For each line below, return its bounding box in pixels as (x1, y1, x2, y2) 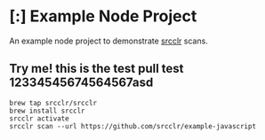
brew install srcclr (9, 106, 86, 115)
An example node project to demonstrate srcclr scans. (9, 35, 209, 46)
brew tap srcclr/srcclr (9, 98, 98, 107)
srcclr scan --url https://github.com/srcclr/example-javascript (9, 121, 256, 130)
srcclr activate (9, 113, 69, 123)
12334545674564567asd (9, 75, 154, 90)
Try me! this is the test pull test (9, 61, 184, 76)
